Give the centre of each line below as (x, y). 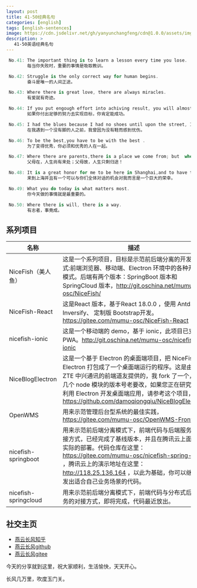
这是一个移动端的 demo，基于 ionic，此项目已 (125, 331)
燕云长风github (33, 547)
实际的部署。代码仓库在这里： (104, 448)
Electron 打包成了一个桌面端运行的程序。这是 (125, 367)
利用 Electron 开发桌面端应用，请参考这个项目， (128, 394)
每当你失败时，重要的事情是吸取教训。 (67, 66)
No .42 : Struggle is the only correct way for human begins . (84, 76)
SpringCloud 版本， (89, 286)
